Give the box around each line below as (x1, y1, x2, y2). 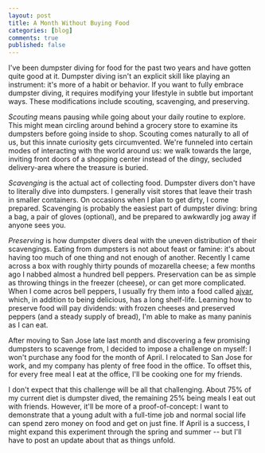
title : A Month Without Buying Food (8, 19, 130, 27)
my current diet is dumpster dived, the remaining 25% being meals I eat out (8, 393, 256, 403)
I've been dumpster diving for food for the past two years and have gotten (8, 63, 251, 72)
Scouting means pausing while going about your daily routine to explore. (8, 112, 246, 122)
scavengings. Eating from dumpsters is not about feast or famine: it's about (8, 244, 255, 254)
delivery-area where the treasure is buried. (8, 163, 149, 172)
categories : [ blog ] (8, 26, 73, 34)
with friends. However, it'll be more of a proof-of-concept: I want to (8, 402, 229, 412)
